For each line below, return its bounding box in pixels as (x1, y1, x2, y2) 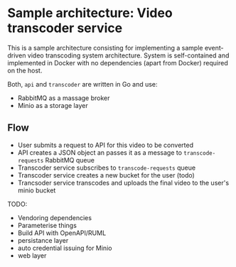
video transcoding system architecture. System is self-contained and (27, 51, 230, 60)
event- (204, 43, 224, 52)
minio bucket (17, 186, 56, 195)
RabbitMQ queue (45, 156, 95, 164)
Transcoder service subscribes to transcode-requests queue (17, 163, 196, 172)
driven (7, 51, 26, 60)
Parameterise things (17, 221, 77, 229)
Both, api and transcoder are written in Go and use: (7, 80, 158, 88)
